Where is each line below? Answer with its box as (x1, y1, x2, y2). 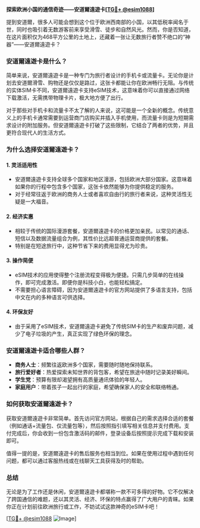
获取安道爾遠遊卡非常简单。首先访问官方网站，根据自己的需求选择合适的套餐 (6, 414, 194, 422)
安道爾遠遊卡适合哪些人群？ (6, 346, 86, 355)
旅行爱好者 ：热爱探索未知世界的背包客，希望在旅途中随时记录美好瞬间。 (14, 369, 192, 376)
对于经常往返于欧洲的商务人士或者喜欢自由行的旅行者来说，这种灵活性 (14, 191, 187, 198)
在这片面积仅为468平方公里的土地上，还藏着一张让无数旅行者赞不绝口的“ (6, 33, 186, 41)
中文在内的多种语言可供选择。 (14, 293, 88, 300)
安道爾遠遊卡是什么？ (6, 57, 67, 65)
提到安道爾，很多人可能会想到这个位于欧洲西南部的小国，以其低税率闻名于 (6, 18, 189, 26)
